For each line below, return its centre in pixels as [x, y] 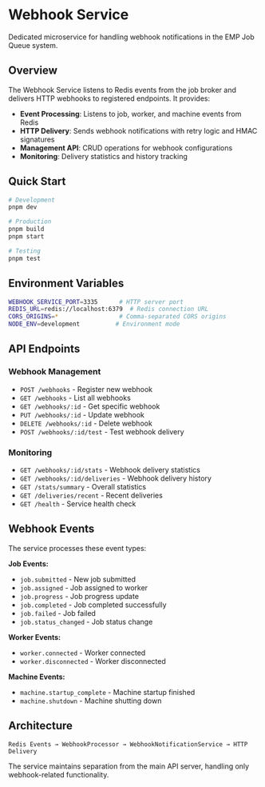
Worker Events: [35, 637]
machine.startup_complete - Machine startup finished [107, 692]
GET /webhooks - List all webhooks [75, 397]
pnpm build [26, 230]
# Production [30, 222]
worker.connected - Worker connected [83, 653]
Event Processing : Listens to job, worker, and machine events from [131, 114]
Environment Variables [66, 284]
